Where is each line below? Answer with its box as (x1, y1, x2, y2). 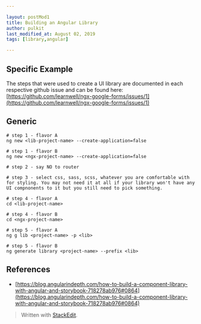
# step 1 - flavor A (6, 132, 58, 138)
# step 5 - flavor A (6, 227, 58, 233)
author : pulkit (6, 25, 45, 31)
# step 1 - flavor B (6, 148, 58, 154)
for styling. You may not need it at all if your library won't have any (6, 180, 196, 186)
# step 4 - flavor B (6, 211, 58, 217)
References (6, 264, 51, 275)
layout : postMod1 (6, 14, 50, 20)
